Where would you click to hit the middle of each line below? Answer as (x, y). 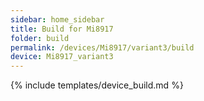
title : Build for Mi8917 (62, 29)
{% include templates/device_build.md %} (97, 85)
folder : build (40, 38)
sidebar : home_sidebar (57, 19)
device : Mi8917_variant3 (62, 57)
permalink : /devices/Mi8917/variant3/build (102, 47)
